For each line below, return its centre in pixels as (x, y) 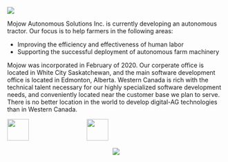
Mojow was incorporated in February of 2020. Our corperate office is (105, 65)
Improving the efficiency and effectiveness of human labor (101, 44)
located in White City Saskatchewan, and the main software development (111, 72)
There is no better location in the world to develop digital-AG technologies (112, 102)
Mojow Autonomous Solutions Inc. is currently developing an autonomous (112, 24)
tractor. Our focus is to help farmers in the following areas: (90, 31)
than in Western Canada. (42, 109)
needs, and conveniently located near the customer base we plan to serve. (113, 94)
